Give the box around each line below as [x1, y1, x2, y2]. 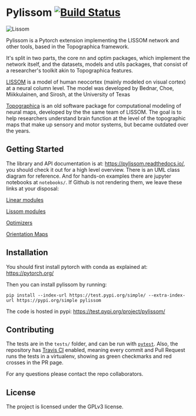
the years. [6, 127, 31, 134]
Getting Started [6, 144, 64, 154]
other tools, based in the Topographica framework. [6, 43, 129, 50]
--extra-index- [148, 292, 185, 298]
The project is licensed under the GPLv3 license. [6, 403, 124, 410]
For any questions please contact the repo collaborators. [6, 371, 144, 378]
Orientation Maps [6, 230, 48, 238]
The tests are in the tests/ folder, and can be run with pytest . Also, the [6, 340, 178, 347]
